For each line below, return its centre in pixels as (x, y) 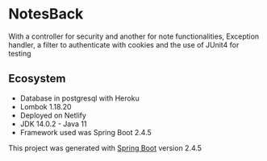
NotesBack (46, 14)
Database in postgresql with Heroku (79, 98)
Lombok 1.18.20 (46, 106)
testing (20, 53)
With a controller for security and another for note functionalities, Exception (134, 36)
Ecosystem (37, 78)
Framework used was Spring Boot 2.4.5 (86, 132)
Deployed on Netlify (53, 115)
